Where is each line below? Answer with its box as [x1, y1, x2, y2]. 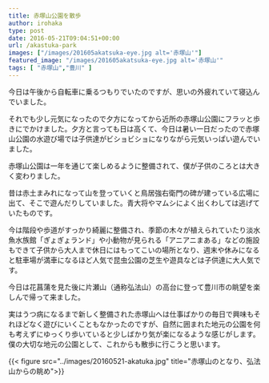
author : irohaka [8, 19, 62, 27]
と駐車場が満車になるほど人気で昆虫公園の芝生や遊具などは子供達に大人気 [8, 255, 254, 264]
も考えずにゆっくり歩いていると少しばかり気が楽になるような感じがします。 [8, 329, 260, 339]
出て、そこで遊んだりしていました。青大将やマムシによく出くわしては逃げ [8, 198, 254, 208]
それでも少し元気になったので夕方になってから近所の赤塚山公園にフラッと [8, 114, 254, 123]
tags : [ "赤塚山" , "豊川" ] [8, 64, 92, 72]
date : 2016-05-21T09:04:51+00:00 [8, 34, 120, 42]
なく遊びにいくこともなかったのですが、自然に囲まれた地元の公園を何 [29, 319, 261, 329]
